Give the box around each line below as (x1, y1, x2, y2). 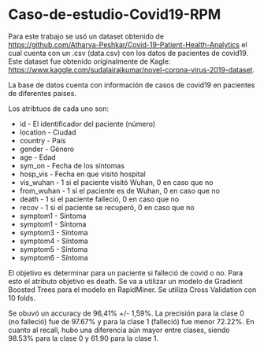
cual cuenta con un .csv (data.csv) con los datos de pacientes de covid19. (8, 48, 249, 57)
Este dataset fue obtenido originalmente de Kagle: (8, 57, 171, 66)
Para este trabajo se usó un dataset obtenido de (8, 31, 164, 41)
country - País (19, 135, 66, 145)
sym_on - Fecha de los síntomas (19, 161, 125, 170)
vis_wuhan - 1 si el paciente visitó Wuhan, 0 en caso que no (19, 177, 214, 187)
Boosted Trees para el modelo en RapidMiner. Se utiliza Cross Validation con (8, 285, 257, 294)
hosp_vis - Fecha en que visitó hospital (19, 169, 146, 179)
